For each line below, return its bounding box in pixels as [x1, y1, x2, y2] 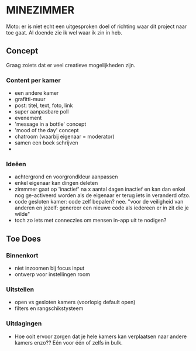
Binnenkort [6, 251, 39, 259]
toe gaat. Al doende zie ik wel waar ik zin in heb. [6, 29, 123, 36]
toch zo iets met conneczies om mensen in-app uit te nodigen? [14, 217, 167, 224]
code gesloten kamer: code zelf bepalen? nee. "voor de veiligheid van [14, 198, 184, 205]
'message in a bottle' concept [14, 121, 87, 128]
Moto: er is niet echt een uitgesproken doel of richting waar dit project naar [6, 23, 187, 30]
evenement [14, 115, 42, 122]
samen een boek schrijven [14, 139, 78, 146]
